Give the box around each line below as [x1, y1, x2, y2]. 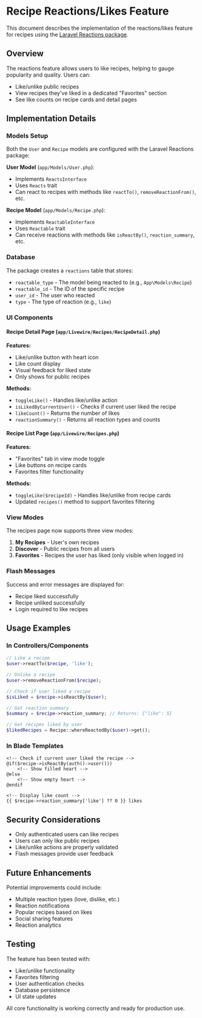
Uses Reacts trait [15, 182, 58, 189]
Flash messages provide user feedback [15, 850, 114, 857]
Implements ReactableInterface [15, 218, 95, 226]
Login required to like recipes [15, 605, 89, 612]
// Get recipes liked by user [6, 722, 83, 728]
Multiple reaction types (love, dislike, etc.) [15, 896, 120, 903]
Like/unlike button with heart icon [15, 353, 99, 361]
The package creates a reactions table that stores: [6, 266, 133, 274]
